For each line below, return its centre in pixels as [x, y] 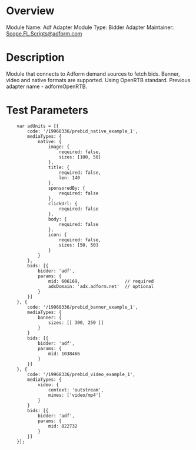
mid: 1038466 [64, 354]
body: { [57, 219]
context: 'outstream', [76, 390]
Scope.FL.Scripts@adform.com [44, 33]
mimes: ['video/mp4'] [74, 395]
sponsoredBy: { [67, 188]
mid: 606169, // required [101, 281]
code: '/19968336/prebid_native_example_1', [83, 131]
